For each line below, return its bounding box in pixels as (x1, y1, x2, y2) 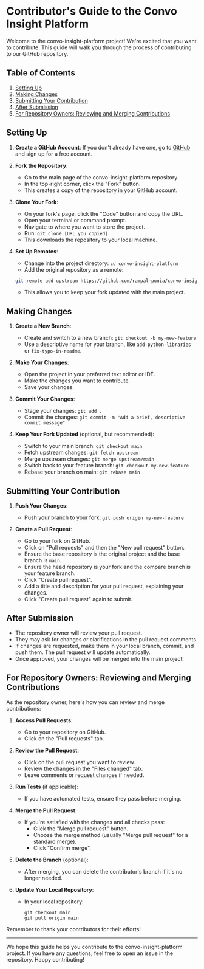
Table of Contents (6, 68, 76, 78)
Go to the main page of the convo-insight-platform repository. (24, 173, 179, 181)
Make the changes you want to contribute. (24, 377, 131, 384)
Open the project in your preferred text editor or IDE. (24, 371, 156, 378)
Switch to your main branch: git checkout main (24, 443, 143, 450)
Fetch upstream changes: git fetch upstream (24, 449, 138, 457)
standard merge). (33, 838, 77, 845)
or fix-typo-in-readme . (24, 347, 82, 354)
